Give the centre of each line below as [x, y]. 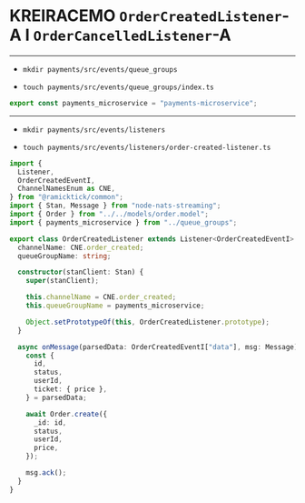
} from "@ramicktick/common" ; [67, 197]
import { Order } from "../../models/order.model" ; [109, 215]
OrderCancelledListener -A [132, 35]
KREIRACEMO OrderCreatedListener [146, 16]
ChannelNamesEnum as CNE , [67, 189]
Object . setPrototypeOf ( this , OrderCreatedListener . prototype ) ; [148, 322]
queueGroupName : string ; [64, 256]
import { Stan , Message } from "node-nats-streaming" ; [115, 206]
